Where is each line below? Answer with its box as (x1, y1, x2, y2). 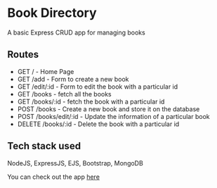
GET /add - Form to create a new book (17, 75, 129, 83)
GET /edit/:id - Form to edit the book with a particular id (17, 82, 178, 91)
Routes (7, 49, 39, 61)
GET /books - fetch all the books (17, 89, 112, 98)
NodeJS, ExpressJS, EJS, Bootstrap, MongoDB (7, 158, 144, 167)
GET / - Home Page (17, 67, 74, 75)
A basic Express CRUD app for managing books (7, 28, 145, 37)
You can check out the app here (7, 173, 100, 181)
